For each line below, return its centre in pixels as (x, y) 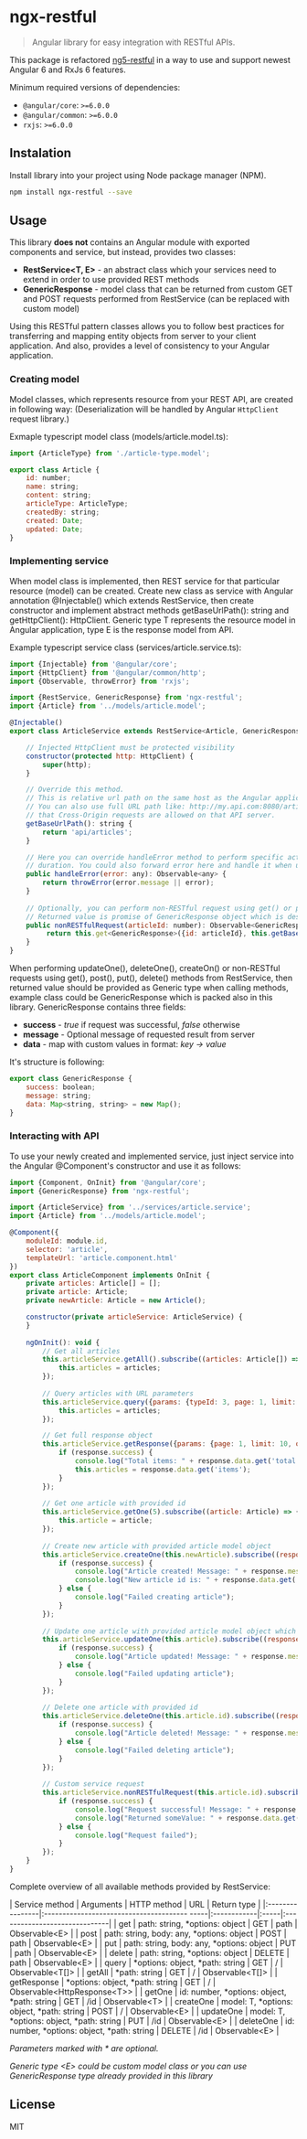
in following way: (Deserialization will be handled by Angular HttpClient (144, 409)
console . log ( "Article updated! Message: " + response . (181, 1657)
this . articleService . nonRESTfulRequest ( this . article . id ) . (155, 1793)
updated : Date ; (55, 529)
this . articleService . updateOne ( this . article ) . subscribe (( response (171, 1640)
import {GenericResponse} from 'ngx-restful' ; (100, 1191)
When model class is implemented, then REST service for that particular (145, 581)
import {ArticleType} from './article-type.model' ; (110, 453)
